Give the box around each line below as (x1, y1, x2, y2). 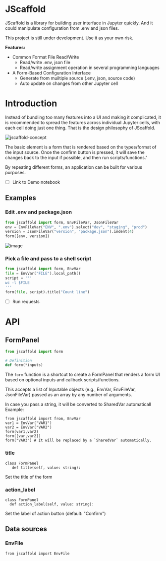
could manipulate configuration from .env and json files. (5, 25, 119, 31)
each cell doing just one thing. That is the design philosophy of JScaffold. (5, 125, 156, 131)
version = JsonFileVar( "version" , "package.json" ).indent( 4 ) (5, 229, 134, 234)
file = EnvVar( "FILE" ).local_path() (5, 271, 81, 276)
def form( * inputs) (5, 362, 43, 368)
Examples (5, 194, 36, 202)
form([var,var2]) (5, 433, 41, 439)
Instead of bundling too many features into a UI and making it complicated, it (5, 114, 161, 120)
